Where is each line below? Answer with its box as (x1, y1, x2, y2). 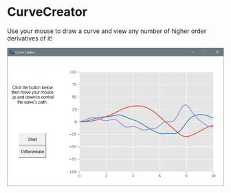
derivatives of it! (7, 34, 53, 42)
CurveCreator (7, 4, 88, 20)
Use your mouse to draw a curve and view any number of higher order (7, 27, 207, 35)
